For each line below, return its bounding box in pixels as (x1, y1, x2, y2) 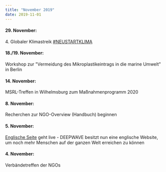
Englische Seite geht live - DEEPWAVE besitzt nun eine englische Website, (5, 134, 158, 140)
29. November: (5, 27, 37, 33)
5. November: (5, 123, 34, 129)
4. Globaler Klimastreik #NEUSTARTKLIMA (5, 38, 92, 44)
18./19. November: (5, 50, 44, 56)
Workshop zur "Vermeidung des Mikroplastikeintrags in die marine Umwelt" (5, 61, 161, 67)
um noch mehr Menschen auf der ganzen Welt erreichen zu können (5, 139, 145, 145)
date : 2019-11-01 (5, 12, 41, 17)
